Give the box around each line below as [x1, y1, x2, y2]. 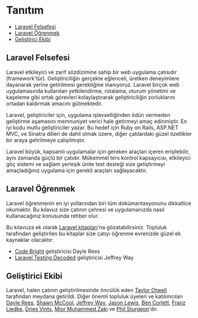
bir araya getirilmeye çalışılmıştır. [6, 137, 86, 144]
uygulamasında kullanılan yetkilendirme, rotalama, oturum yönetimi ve [6, 87, 176, 95]
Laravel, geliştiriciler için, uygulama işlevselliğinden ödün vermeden [6, 111, 170, 118]
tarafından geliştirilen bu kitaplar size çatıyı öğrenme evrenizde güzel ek [6, 230, 181, 237]
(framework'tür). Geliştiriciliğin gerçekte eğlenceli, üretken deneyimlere [6, 74, 180, 82]
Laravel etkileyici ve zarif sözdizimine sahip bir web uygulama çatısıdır [6, 69, 177, 76]
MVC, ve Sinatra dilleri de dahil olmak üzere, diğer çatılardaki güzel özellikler [6, 130, 192, 137]
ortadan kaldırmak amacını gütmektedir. [6, 100, 103, 107]
